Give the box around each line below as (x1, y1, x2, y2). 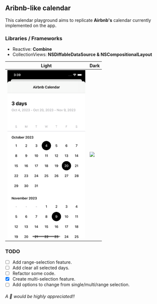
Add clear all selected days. (12, 265, 70, 271)
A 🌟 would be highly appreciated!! (5, 293, 75, 299)
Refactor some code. (12, 271, 56, 277)
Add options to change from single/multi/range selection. (12, 282, 130, 288)
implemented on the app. (5, 22, 57, 28)
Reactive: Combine (12, 46, 52, 52)
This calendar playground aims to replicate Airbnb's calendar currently (5, 17, 151, 23)
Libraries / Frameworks (5, 35, 63, 42)
